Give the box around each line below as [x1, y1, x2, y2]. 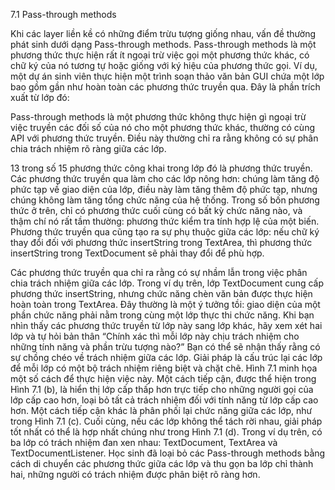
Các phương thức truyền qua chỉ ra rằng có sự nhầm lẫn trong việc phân [10, 267, 308, 278]
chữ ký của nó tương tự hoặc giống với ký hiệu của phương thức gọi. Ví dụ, [10, 60, 318, 71]
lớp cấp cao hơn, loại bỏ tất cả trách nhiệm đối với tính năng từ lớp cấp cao [10, 394, 319, 406]
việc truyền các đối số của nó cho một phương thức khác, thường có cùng [10, 122, 315, 133]
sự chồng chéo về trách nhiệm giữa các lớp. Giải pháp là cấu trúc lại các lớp [10, 352, 323, 363]
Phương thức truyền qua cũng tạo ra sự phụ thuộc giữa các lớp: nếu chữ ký [10, 226, 320, 238]
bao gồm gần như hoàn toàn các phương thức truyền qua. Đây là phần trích [10, 81, 321, 93]
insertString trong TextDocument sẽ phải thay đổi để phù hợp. [10, 247, 265, 259]
